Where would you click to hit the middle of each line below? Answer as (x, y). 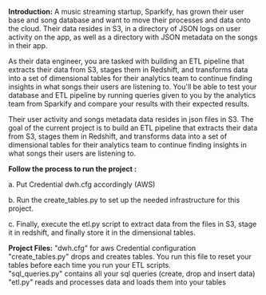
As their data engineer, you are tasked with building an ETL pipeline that (127, 61)
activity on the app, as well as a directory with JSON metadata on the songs (133, 37)
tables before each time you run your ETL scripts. (90, 265)
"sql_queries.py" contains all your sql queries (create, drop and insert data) (132, 273)
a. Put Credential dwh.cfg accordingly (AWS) (82, 184)
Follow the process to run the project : (73, 169)
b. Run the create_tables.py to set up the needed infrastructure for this (124, 200)
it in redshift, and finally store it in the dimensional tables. (102, 232)
